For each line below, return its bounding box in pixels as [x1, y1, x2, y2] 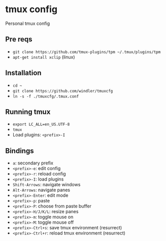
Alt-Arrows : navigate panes [12, 187, 70, 193]
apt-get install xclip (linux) [12, 54, 75, 60]
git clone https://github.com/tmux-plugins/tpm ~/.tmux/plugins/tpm [12, 49, 161, 54]
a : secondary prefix [12, 160, 53, 166]
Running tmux [5, 108, 51, 116]
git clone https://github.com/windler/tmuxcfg [12, 88, 113, 93]
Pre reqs [5, 35, 32, 44]
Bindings [5, 146, 34, 155]
